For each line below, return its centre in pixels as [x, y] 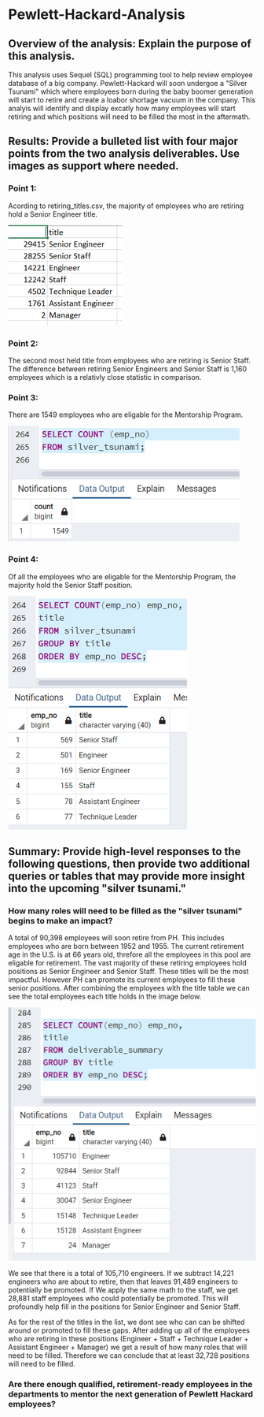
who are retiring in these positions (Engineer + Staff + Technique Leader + [128, 1338]
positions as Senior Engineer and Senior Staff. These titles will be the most [128, 972]
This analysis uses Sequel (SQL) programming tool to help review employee [130, 75]
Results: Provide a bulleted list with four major [123, 141]
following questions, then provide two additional [129, 863]
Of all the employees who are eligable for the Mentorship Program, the [122, 576]
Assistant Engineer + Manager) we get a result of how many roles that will [128, 1347]
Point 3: [24, 397]
